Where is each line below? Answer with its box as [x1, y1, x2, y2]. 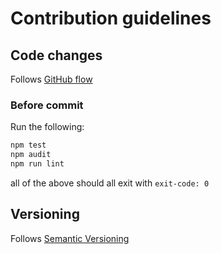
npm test [10, 140, 47, 151]
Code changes [10, 47, 103, 64]
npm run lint [10, 159, 65, 169]
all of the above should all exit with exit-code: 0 [10, 177, 210, 189]
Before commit [10, 98, 84, 112]
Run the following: [10, 121, 85, 133]
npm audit [10, 150, 52, 160]
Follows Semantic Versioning [10, 232, 130, 244]
